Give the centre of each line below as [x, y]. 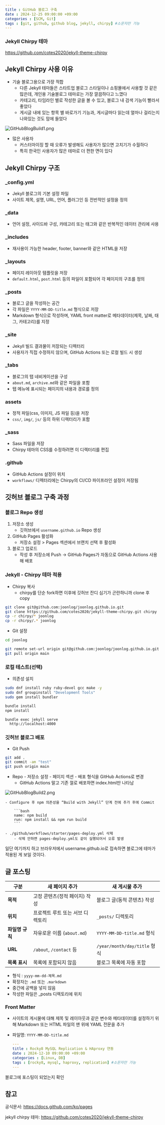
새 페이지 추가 [62, 886]
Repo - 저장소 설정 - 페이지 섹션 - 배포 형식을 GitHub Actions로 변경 [78, 777]
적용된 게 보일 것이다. [25, 855]
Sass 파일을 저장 [28, 444]
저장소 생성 [23, 524]
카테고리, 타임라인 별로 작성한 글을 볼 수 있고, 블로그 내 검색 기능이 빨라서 [89, 100]
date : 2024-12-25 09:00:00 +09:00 [41, 14]
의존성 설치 [23, 679]
